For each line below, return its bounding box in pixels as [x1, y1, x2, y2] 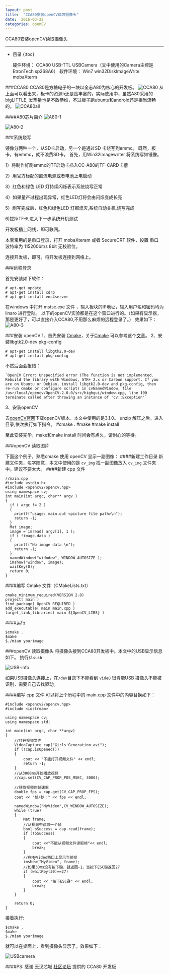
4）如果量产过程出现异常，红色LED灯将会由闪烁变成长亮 [5, 194, 122, 201]
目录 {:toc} [12, 51, 35, 57]
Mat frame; [23, 817, 46, 822]
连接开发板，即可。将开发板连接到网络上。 [5, 254, 94, 260]
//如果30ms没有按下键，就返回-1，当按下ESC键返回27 [23, 865, 120, 870]
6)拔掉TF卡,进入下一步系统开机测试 [5, 216, 78, 222]
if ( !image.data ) [10, 534, 51, 539]
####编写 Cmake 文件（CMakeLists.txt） [5, 582, 91, 589]
